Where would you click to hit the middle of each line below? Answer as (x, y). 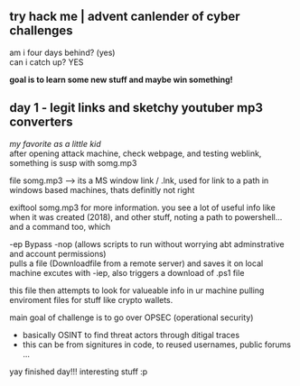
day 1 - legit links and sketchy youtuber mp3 (136, 108)
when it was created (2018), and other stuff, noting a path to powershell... (146, 216)
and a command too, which (60, 226)
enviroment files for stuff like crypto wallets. (91, 299)
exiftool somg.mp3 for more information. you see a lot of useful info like (142, 207)
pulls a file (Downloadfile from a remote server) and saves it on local (136, 263)
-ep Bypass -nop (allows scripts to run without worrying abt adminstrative (147, 244)
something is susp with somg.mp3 (73, 162)
